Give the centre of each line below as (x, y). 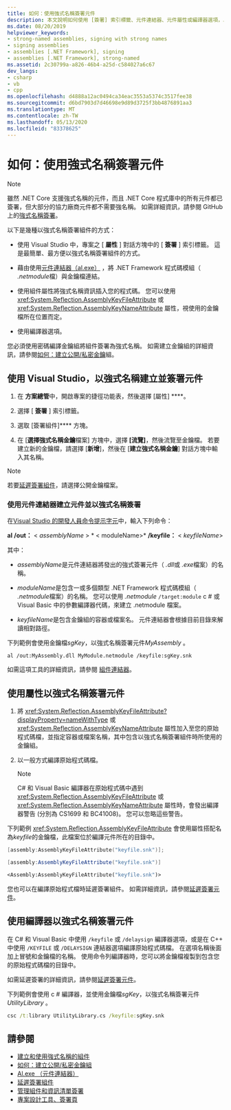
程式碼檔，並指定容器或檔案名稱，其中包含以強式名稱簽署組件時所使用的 (119, 737)
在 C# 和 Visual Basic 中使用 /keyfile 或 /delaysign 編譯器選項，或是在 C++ (115, 939)
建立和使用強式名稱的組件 (53, 1056)
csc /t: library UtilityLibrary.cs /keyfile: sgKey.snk (86, 1015)
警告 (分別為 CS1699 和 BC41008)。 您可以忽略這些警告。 (105, 814)
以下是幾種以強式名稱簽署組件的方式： (61, 230)
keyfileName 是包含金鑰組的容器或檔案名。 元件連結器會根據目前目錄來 (117, 620)
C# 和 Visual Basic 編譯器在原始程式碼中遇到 (80, 788)
